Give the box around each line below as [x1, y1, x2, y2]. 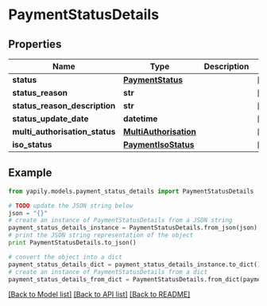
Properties [8, 37, 62, 51]
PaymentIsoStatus [122, 139, 195, 150]
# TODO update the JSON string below [8, 202, 133, 210]
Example [8, 166, 52, 180]
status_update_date [12, 113, 89, 124]
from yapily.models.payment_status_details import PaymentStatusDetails [8, 187, 254, 195]
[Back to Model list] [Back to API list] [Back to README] [8, 289, 191, 300]
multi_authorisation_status [12, 126, 116, 137]
